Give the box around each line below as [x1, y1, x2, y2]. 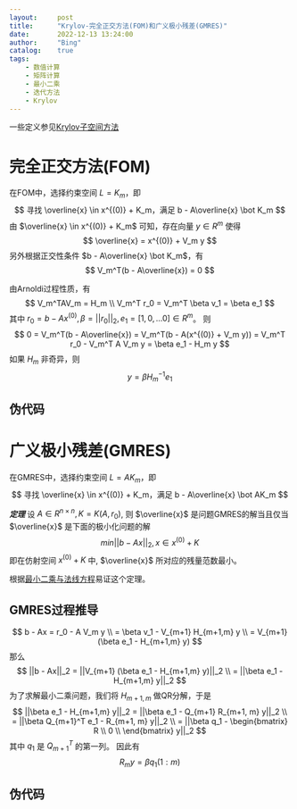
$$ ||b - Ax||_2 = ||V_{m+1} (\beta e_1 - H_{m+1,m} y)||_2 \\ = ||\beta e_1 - [16, 665, 284, 676]
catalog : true [9, 46, 74, 55]
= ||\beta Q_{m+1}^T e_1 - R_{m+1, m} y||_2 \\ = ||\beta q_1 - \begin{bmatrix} [12, 715, 288, 726]
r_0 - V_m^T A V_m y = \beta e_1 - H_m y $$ [70, 338, 230, 349]
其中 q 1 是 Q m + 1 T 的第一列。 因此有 [9, 738, 140, 754]
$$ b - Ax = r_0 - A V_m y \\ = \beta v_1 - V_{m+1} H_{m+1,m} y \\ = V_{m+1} [12, 626, 288, 637]
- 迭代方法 [25, 88, 61, 96]
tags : [9, 54, 29, 63]
